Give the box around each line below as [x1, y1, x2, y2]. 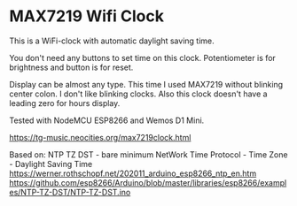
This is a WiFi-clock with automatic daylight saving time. [9, 35, 215, 46]
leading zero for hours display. [9, 97, 121, 108]
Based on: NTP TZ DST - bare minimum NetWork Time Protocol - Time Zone [9, 149, 288, 160]
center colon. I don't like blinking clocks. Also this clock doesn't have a [9, 88, 268, 99]
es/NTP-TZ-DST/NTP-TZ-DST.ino [9, 187, 131, 197]
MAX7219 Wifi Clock [9, 6, 164, 27]
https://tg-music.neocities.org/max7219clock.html [9, 132, 191, 142]
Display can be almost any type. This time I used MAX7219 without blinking [9, 79, 284, 89]
